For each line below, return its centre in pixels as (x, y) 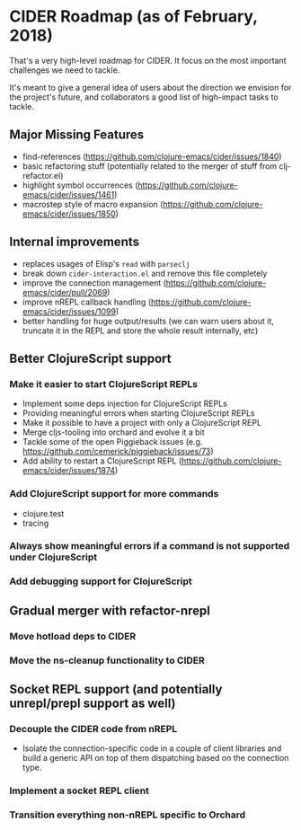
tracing (35, 523)
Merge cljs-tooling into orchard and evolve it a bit (113, 432)
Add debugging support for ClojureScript (101, 581)
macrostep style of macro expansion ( (93, 204)
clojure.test (43, 513)
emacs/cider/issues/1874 (69, 471)
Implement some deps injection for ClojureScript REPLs (124, 404)
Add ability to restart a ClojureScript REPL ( (102, 461)
